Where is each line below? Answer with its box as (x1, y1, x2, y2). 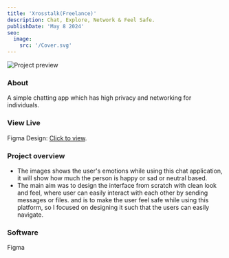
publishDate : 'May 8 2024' (7, 23, 85, 30)
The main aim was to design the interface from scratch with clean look (17, 181, 217, 189)
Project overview (7, 151, 65, 160)
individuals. (7, 101, 40, 109)
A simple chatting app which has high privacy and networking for (7, 94, 192, 102)
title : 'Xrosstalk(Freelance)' (7, 10, 97, 17)
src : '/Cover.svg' (19, 42, 72, 49)
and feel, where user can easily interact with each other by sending (17, 189, 208, 197)
